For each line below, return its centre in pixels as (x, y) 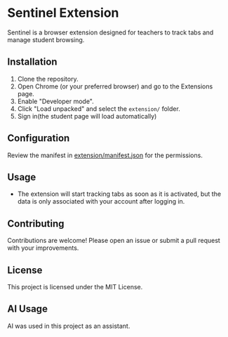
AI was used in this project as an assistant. (69, 326)
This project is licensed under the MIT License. (75, 287)
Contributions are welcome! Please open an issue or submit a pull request (114, 241)
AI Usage (27, 309)
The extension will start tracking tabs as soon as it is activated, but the (119, 194)
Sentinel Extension (63, 13)
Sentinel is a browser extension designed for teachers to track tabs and (110, 32)
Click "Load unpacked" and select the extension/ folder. (99, 108)
